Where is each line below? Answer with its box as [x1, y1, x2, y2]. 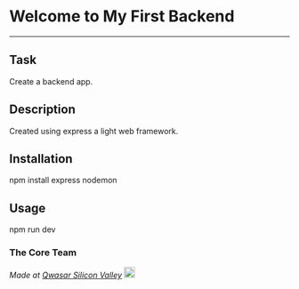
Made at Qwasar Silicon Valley [9, 269, 123, 281]
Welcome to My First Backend [9, 6, 235, 27]
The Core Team [9, 246, 77, 259]
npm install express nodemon [9, 175, 117, 186]
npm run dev [9, 224, 56, 235]
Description [9, 102, 76, 117]
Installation [9, 151, 73, 166]
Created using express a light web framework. [9, 125, 179, 136]
